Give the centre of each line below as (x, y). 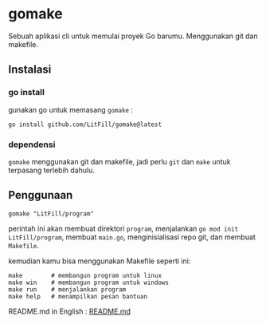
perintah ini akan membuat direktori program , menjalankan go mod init (123, 228)
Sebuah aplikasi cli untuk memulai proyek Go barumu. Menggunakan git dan (133, 36)
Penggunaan (41, 195)
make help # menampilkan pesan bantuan (78, 296)
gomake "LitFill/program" (51, 213)
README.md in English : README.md (70, 311)
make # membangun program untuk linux (85, 275)
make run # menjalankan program (67, 289)
